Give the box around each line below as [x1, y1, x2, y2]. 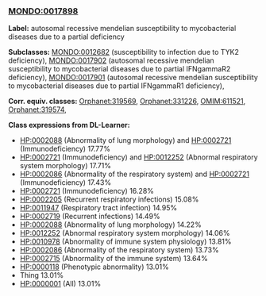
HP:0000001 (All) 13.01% [19, 279, 102, 289]
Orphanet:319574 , [8, 105, 67, 114]
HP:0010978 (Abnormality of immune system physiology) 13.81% [19, 236, 232, 247]
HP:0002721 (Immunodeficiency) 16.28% [19, 186, 155, 196]
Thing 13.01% [19, 271, 64, 280]
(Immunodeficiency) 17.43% [19, 178, 112, 187]
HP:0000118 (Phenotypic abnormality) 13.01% [19, 262, 169, 271]
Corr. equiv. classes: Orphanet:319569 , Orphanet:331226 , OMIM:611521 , [8, 97, 246, 106]
